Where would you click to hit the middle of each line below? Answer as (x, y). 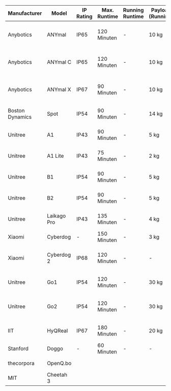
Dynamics (20, 117)
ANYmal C (59, 62)
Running (133, 10)
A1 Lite (55, 156)
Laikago (56, 216)
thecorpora (21, 363)
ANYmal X (59, 90)
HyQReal (57, 331)
